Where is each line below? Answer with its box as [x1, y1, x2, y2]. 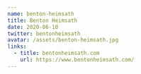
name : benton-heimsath [7, 10, 74, 18]
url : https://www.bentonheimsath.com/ [20, 56, 135, 63]
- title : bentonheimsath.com [13, 50, 100, 57]
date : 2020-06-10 [7, 23, 59, 30]
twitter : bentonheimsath [7, 30, 81, 37]
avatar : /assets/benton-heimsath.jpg [7, 37, 119, 44]
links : [7, 43, 27, 50]
